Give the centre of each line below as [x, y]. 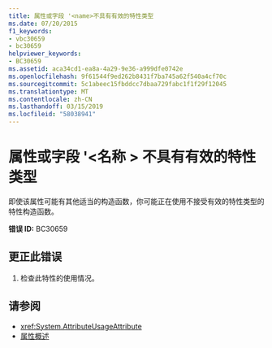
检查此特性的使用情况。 [59, 278]
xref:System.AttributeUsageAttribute [81, 326]
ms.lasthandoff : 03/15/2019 [56, 107]
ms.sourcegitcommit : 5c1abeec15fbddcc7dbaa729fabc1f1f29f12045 [118, 84]
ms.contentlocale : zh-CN [50, 99]
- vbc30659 [27, 39]
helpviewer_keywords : [45, 54]
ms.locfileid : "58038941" [52, 115]
